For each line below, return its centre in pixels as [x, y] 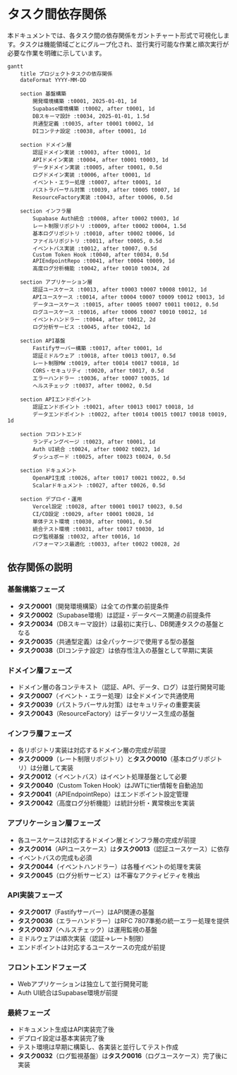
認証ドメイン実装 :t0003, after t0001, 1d [92, 152]
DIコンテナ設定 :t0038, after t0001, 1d [90, 131]
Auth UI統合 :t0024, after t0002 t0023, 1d [96, 449]
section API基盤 [43, 341]
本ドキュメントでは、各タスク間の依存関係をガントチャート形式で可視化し [115, 35]
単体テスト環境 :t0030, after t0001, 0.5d [92, 522]
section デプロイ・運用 [51, 499]
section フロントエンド [51, 434]
